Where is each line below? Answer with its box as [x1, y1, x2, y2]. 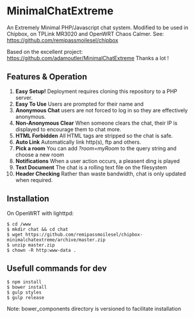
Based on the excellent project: [7, 48, 83, 55]
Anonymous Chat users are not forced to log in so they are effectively [15, 106, 188, 114]
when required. [15, 176, 53, 183]
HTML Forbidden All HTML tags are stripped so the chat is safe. [15, 132, 173, 139]
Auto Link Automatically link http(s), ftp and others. [15, 138, 142, 146]
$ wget [7, 231, 23, 237]
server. [15, 94, 33, 101]
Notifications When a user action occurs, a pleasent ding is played [15, 157, 180, 165]
